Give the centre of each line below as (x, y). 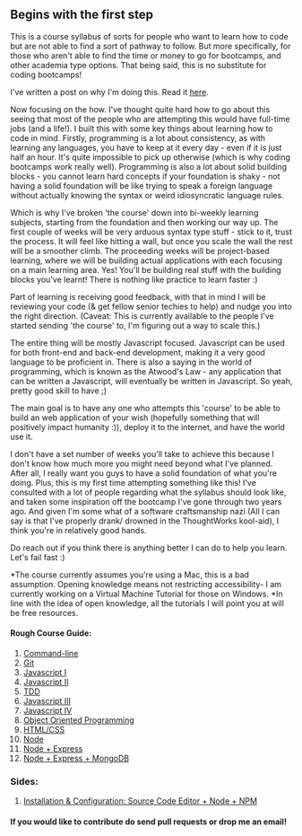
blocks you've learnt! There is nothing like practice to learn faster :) (134, 279)
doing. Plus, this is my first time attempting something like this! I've (133, 482)
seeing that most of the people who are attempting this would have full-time (150, 119)
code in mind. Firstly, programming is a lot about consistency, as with (138, 137)
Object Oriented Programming (79, 720)
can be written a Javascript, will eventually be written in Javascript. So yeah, (151, 381)
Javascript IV (47, 711)
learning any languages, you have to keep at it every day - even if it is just (146, 147)
